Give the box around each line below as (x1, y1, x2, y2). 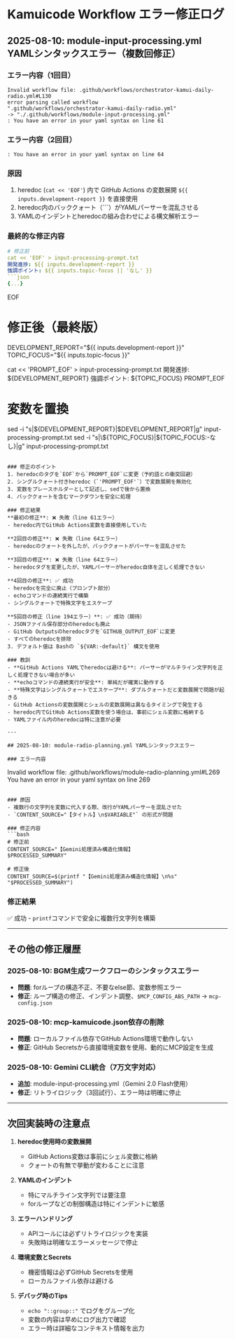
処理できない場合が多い (17, 671, 76, 679)
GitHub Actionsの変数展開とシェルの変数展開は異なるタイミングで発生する (13, 701, 204, 708)
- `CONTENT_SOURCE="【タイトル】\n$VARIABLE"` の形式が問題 (7, 811, 173, 818)
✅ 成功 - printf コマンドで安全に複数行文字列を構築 (7, 914, 156, 923)
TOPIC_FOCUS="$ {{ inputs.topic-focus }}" (7, 351, 131, 359)
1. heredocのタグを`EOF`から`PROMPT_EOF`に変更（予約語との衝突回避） (7, 470, 196, 477)
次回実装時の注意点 (7, 1117, 90, 1129)
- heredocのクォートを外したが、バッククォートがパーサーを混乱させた (7, 543, 187, 550)
